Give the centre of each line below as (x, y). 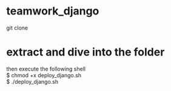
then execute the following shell (46, 69)
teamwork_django (53, 11)
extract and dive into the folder (85, 52)
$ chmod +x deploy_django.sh (44, 75)
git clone (17, 28)
